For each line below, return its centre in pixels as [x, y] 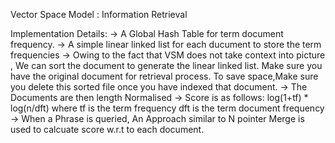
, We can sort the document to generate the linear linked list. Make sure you [166, 65]
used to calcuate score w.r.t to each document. [107, 129]
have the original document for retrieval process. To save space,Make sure [164, 76]
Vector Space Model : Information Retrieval [99, 14]
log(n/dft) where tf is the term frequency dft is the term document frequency [167, 108]
